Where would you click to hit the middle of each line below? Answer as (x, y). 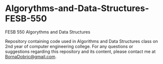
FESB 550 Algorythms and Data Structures (48, 32)
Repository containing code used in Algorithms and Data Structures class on (81, 41)
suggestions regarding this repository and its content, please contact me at (80, 51)
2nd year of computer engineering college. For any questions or (69, 46)
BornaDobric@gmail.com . (31, 56)
